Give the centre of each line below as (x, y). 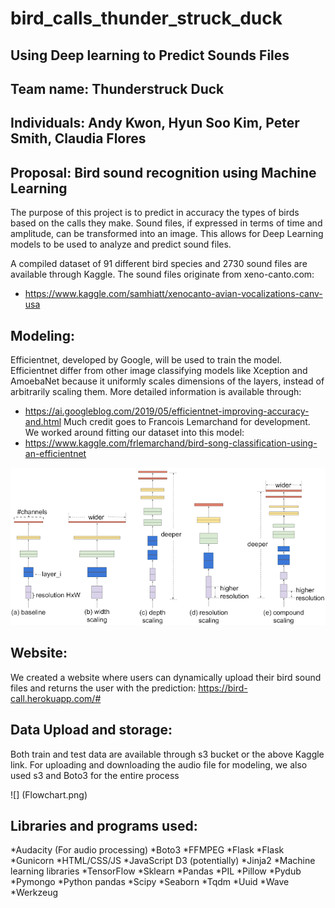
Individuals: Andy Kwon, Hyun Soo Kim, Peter (155, 123)
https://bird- (223, 688)
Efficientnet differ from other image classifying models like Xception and (159, 370)
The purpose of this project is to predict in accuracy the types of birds (155, 213)
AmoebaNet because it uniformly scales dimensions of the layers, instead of (167, 381)
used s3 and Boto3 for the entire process (95, 775)
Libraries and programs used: (104, 826)
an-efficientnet (55, 453)
